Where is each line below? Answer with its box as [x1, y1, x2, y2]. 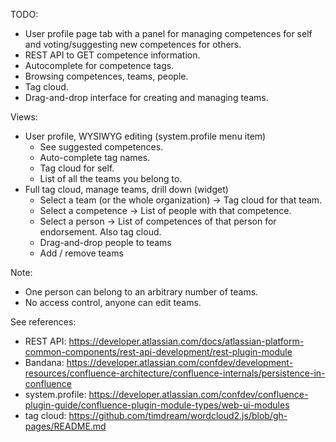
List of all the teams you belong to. [39, 173, 183, 184]
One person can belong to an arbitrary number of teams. [24, 286, 259, 298]
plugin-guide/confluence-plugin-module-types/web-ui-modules [24, 399, 290, 411]
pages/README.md [24, 420, 107, 432]
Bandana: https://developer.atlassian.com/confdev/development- [24, 357, 294, 368]
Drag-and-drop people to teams [39, 237, 172, 248]
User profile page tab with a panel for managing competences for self [24, 28, 313, 39]
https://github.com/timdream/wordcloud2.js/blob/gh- [68, 410, 288, 421]
